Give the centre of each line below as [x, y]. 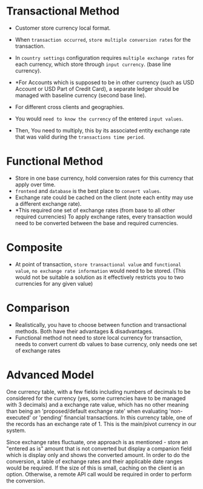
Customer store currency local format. [63, 28]
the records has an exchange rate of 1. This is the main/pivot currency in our [101, 424]
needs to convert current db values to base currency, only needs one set [106, 344]
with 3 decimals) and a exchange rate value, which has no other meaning [98, 404]
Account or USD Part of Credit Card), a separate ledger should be [97, 88]
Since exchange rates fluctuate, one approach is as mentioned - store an [97, 442]
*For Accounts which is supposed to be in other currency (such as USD [105, 82]
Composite [35, 248]
